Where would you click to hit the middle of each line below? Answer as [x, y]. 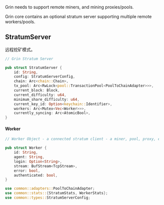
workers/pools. [20, 22]
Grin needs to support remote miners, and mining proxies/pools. [70, 7]
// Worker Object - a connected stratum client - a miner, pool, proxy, [81, 139]
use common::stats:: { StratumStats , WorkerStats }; [57, 193]
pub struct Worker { [26, 148]
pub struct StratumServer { [34, 68]
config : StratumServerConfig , [45, 77]
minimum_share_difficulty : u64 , [47, 99]
